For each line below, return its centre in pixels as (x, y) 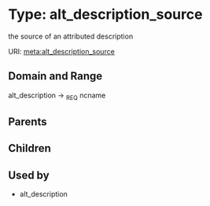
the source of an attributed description (71, 36)
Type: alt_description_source (105, 15)
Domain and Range (55, 76)
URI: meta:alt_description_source (62, 51)
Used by (29, 175)
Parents (28, 121)
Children (29, 148)
